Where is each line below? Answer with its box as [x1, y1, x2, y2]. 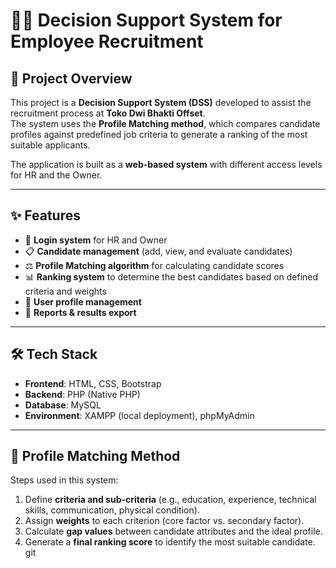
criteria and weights [24, 285, 107, 297]
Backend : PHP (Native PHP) [24, 388, 141, 400]
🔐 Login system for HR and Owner [24, 234, 168, 246]
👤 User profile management [24, 295, 142, 308]
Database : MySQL [24, 399, 102, 411]
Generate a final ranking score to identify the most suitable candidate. [24, 536, 316, 548]
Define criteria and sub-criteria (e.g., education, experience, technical [24, 494, 317, 506]
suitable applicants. [10, 139, 91, 151]
